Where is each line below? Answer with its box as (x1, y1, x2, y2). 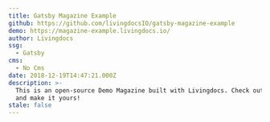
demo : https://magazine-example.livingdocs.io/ (8, 26, 171, 35)
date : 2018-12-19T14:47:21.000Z (8, 71, 117, 79)
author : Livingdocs (8, 34, 74, 43)
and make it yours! (15, 94, 81, 102)
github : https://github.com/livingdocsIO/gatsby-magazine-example (8, 19, 235, 27)
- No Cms (15, 64, 45, 72)
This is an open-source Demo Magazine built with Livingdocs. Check (15, 86, 250, 95)
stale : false (8, 101, 52, 109)
